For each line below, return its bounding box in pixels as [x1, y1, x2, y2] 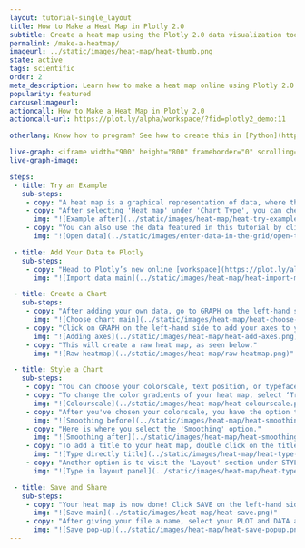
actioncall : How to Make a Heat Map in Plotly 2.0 [9, 106, 205, 115]
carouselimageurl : [9, 97, 79, 107]
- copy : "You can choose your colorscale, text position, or [25, 383, 261, 392]
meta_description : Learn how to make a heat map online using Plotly [9, 81, 279, 90]
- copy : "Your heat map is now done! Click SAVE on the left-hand [25, 500, 282, 509]
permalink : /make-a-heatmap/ [9, 38, 120, 48]
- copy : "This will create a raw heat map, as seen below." [25, 340, 258, 350]
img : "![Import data [33, 274, 112, 283]
